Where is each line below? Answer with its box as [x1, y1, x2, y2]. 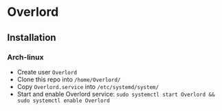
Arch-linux [7, 52, 44, 62]
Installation [7, 32, 56, 43]
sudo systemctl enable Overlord [16, 97, 110, 104]
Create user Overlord [16, 68, 78, 76]
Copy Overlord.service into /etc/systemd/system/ [16, 82, 159, 90]
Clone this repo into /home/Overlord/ [16, 75, 121, 83]
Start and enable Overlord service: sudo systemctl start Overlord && [16, 90, 215, 98]
